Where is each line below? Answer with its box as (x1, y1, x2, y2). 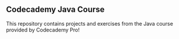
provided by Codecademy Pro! (6, 26, 80, 33)
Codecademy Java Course (6, 5, 105, 15)
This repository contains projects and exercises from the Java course (6, 20, 174, 27)
